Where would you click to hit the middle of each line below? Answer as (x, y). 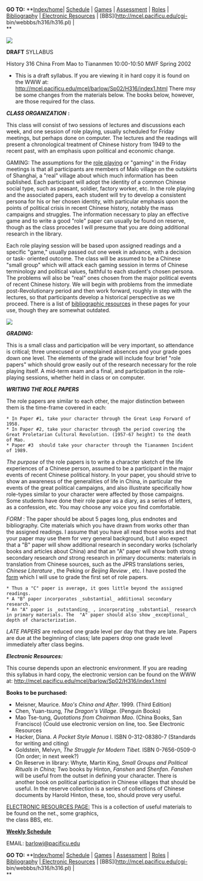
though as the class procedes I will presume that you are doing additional (98, 227)
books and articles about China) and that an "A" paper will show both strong (101, 551)
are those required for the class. (55, 101)
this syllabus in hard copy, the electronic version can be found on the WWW (101, 674)
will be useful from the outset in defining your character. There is (96, 775)
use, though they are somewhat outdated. (58, 310)
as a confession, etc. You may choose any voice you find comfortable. (94, 507)
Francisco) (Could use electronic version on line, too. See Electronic (100, 724)
